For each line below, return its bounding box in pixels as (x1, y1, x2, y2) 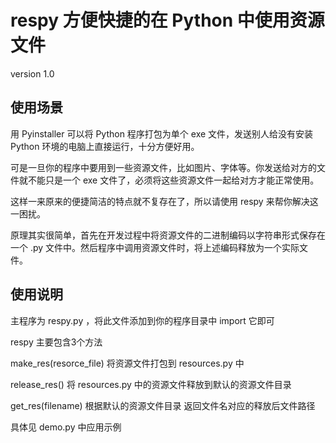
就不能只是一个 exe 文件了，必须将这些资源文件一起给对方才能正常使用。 (18, 174, 320, 186)
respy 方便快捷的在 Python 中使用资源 (10, 9, 325, 32)
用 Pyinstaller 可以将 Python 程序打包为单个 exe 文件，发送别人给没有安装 (10, 127, 314, 140)
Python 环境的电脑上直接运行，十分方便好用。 (10, 140, 200, 152)
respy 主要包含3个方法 (10, 336, 103, 348)
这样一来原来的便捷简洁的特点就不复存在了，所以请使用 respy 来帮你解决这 (10, 195, 319, 207)
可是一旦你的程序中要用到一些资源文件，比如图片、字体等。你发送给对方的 (10, 161, 317, 173)
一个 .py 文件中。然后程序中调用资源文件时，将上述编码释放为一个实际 (10, 241, 300, 253)
